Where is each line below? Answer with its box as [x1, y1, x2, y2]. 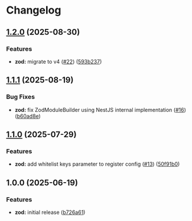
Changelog [6, 4, 61, 17]
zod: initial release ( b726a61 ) [14, 209, 86, 216]
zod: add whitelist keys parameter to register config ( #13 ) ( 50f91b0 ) [14, 160, 180, 168]
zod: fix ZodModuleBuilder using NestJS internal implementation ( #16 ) [14, 106, 186, 113]
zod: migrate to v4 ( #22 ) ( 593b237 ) [14, 58, 102, 65]
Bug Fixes [6, 93, 35, 101]
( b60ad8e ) [14, 113, 41, 120]
